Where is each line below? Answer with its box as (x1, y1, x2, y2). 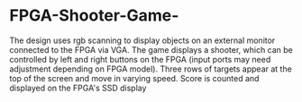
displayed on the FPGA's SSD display (9, 82, 147, 93)
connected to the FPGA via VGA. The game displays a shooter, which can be (9, 44, 293, 55)
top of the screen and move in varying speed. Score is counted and (9, 72, 260, 83)
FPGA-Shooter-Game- (9, 5, 179, 26)
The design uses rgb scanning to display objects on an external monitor (9, 35, 276, 46)
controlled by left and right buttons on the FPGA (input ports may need (9, 54, 271, 64)
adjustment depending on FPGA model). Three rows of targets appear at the (9, 64, 293, 74)
